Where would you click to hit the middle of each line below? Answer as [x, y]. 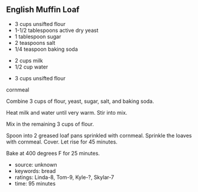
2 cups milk [29, 60]
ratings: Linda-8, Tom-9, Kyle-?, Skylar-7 [64, 177]
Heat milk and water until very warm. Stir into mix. [67, 112]
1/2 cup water [31, 67]
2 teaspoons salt [35, 43]
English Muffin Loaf [43, 10]
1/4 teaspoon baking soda [46, 49]
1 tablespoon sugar [38, 36]
